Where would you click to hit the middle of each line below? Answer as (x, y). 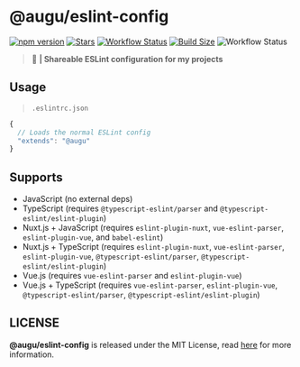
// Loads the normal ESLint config (84, 133)
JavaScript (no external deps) (77, 199)
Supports (36, 177)
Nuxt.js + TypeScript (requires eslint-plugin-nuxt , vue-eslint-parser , (154, 247)
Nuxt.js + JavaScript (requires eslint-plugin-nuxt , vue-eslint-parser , (153, 228)
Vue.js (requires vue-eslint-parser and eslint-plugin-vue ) (132, 276)
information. (32, 354)
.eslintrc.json (60, 108)
